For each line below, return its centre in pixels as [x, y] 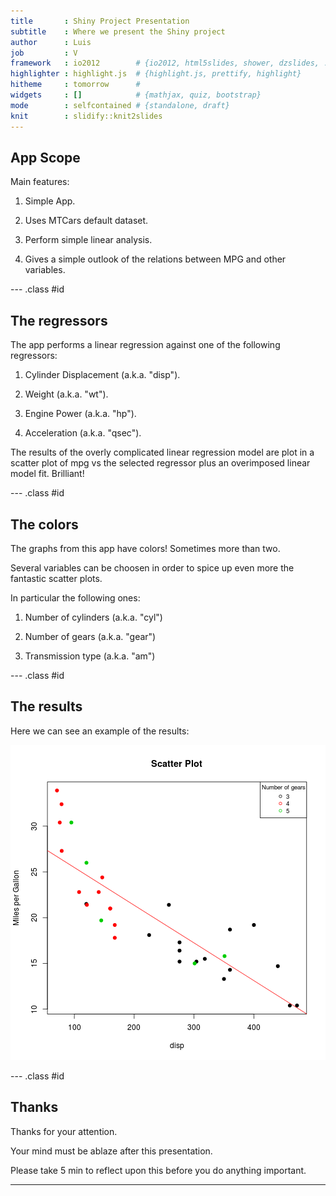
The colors [44, 524]
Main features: [40, 182]
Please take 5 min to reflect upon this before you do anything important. [158, 1170]
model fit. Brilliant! [47, 474]
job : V [44, 53]
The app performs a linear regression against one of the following [145, 345]
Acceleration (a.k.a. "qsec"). [83, 433]
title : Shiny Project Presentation [100, 21]
